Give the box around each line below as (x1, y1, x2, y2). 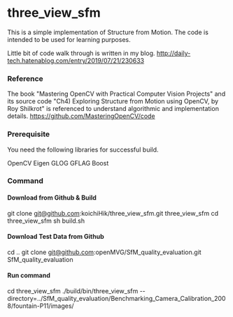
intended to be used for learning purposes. (7, 35, 131, 43)
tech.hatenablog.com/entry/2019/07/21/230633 (7, 56, 145, 64)
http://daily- (156, 49, 191, 57)
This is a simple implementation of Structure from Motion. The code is (7, 28, 209, 36)
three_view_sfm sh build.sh (7, 216, 85, 225)
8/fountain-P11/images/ (7, 302, 75, 310)
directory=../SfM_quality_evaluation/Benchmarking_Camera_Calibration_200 (7, 295, 226, 303)
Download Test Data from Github (7, 233, 104, 241)
